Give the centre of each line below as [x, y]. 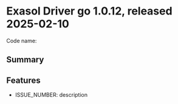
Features [23, 80]
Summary [25, 60]
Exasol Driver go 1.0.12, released [89, 11]
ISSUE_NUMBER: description [51, 95]
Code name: [22, 41]
